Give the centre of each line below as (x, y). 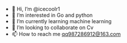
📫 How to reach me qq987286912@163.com (66, 34)
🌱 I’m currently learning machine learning (61, 21)
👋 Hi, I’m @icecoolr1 (36, 9)
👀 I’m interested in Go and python (52, 15)
